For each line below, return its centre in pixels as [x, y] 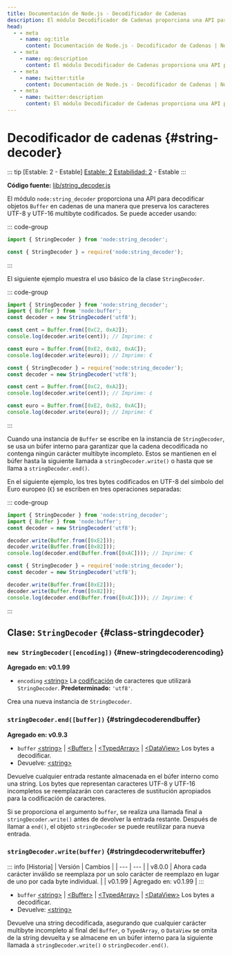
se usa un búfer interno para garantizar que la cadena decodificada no [108, 446]
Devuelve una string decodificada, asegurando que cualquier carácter [107, 923]
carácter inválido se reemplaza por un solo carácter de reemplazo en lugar [113, 874]
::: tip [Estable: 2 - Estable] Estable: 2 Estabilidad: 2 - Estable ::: [97, 172]
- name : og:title [45, 39]
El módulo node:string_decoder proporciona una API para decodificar [106, 199]
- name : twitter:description [61, 98]
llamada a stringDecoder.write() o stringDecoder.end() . [88, 945]
